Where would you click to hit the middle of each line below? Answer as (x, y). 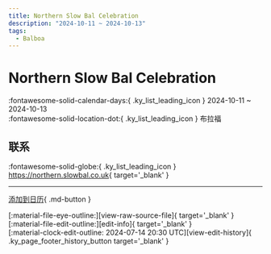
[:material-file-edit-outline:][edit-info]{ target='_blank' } (100, 224)
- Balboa (30, 38)
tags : (17, 31)
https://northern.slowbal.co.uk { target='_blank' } (89, 175)
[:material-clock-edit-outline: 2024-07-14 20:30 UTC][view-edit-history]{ (130, 232)
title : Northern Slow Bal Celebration (73, 16)
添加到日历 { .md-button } (50, 199)
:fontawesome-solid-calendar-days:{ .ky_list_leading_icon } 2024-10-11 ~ (130, 101)
